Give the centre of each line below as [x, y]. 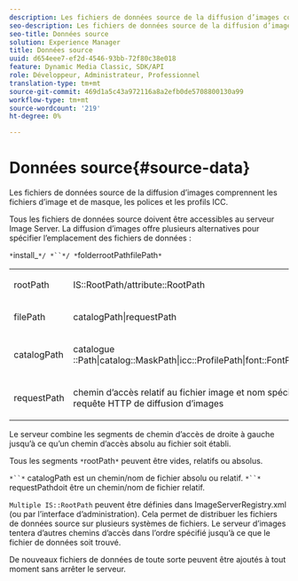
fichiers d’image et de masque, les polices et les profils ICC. [119, 202]
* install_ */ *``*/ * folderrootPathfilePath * [86, 255]
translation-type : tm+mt [55, 83]
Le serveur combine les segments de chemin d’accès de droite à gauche [142, 435]
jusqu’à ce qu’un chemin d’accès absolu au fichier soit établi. [120, 444]
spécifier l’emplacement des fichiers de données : [101, 238]
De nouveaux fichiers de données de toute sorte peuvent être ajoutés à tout [148, 560]
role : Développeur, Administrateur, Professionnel [105, 75]
